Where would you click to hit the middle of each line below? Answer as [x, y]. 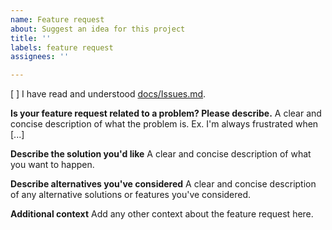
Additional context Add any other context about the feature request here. [162, 214]
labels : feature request [62, 47]
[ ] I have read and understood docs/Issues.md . [108, 94]
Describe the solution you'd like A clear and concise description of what [161, 154]
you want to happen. [52, 165]
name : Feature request [57, 19]
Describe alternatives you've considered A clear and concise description [163, 184]
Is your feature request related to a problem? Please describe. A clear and [166, 113]
